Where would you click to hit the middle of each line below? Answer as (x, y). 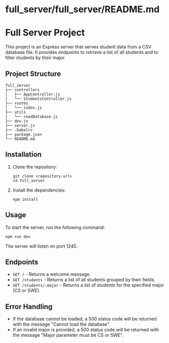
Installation (23, 155)
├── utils (16, 112)
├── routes (17, 103)
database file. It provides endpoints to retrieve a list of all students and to (82, 52)
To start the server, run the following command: (55, 227)
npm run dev (18, 236)
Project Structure (33, 74)
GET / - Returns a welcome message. (51, 274)
